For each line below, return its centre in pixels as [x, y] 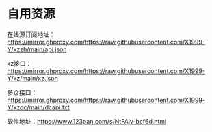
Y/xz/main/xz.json [32, 78]
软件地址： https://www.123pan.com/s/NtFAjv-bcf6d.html [87, 121]
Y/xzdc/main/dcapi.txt [38, 107]
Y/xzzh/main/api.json [37, 49]
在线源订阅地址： [31, 34]
